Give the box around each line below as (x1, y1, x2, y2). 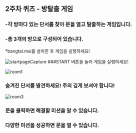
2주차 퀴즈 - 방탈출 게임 (5, 4, 73, 13)
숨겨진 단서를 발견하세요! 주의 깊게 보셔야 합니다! (5, 82, 115, 89)
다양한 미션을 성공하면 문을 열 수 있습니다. (5, 121, 99, 128)
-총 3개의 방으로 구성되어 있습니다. (5, 35, 83, 42)
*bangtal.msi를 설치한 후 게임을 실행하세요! (5, 48, 90, 54)
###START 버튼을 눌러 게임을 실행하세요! (47, 58, 129, 64)
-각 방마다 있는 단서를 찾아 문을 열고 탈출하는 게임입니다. (5, 21, 132, 28)
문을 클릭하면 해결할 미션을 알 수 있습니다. (5, 107, 99, 114)
